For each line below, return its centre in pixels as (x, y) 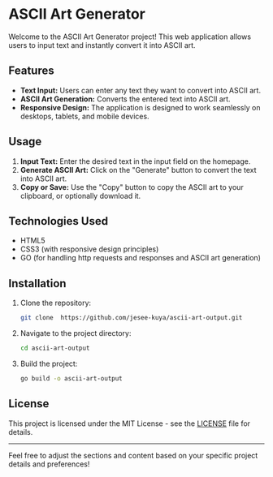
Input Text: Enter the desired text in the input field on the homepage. (135, 161)
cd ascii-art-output (55, 348)
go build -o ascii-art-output (71, 378)
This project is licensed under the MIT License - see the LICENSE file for (129, 423)
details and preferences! (49, 464)
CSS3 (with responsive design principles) (89, 249)
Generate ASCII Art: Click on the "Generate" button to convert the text (139, 170)
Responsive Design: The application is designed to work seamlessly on (140, 107)
